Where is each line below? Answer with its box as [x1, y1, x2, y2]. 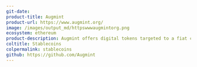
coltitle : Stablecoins [6, 41, 62, 47]
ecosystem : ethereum [6, 30, 57, 36]
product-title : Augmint [6, 14, 64, 20]
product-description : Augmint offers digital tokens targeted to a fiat [6, 36, 188, 41]
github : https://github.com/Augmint [6, 52, 96, 58]
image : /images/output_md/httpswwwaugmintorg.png [6, 24, 130, 31]
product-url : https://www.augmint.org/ [6, 19, 104, 25]
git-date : [6, 8, 30, 15]
